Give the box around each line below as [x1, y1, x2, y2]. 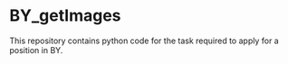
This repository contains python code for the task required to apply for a [9, 35, 279, 46]
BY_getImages [9, 5, 121, 26]
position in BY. [9, 44, 63, 55]
